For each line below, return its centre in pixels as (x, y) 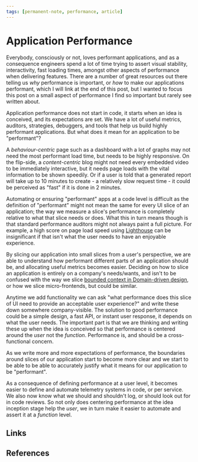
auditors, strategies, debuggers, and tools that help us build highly (87, 126)
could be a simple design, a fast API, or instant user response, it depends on (99, 316)
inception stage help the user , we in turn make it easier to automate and (94, 408)
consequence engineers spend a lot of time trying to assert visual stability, (97, 63)
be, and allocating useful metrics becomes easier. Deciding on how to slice (98, 267)
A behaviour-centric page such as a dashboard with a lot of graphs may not (98, 149)
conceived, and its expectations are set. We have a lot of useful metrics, (94, 119)
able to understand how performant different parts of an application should (98, 261)
